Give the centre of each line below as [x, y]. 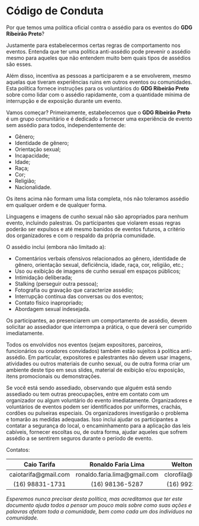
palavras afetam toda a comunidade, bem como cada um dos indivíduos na [99, 511]
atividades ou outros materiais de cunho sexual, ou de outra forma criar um [98, 363]
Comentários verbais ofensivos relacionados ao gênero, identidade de [100, 258]
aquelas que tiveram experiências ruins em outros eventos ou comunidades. [99, 82]
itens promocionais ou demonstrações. [54, 376]
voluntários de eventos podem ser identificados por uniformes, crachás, [94, 407]
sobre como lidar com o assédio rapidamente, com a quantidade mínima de [98, 95]
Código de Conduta [55, 11]
